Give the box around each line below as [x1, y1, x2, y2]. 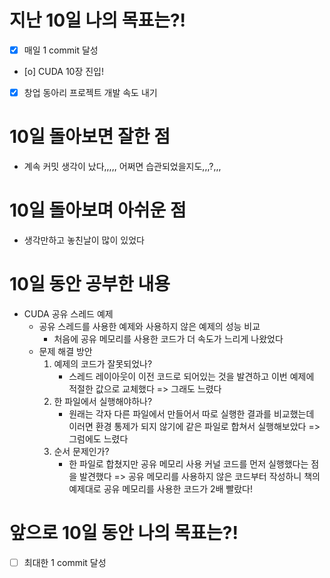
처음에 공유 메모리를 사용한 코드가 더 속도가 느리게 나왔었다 [53, 332, 284, 345]
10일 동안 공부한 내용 [9, 273, 171, 296]
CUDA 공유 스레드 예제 [23, 307, 114, 320]
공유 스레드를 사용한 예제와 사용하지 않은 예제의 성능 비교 [38, 320, 261, 332]
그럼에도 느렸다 [68, 432, 129, 445]
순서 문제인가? [53, 445, 110, 457]
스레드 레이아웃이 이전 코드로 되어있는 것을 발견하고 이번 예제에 [68, 370, 315, 382]
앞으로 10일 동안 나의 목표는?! [9, 522, 239, 545]
